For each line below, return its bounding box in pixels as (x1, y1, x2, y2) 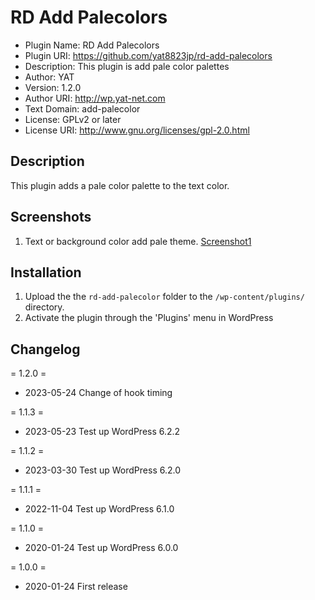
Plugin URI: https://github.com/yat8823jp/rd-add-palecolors (24, 49, 273, 61)
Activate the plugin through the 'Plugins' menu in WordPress (24, 312, 274, 324)
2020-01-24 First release (24, 581, 128, 593)
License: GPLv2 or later (24, 113, 122, 125)
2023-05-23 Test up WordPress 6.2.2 (24, 426, 181, 438)
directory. (24, 301, 65, 313)
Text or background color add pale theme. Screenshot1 (24, 235, 252, 247)
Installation (10, 264, 82, 281)
